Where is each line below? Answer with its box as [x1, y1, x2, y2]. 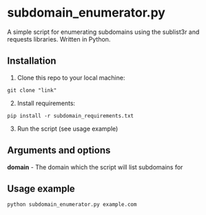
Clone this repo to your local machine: [17, 73, 125, 82]
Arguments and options [7, 144, 111, 156]
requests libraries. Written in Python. [7, 35, 111, 43]
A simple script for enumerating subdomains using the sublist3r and [7, 28, 200, 36]
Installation [7, 55, 56, 67]
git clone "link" [7, 86, 57, 94]
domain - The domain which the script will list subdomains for [7, 162, 183, 171]
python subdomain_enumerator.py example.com [7, 201, 137, 208]
